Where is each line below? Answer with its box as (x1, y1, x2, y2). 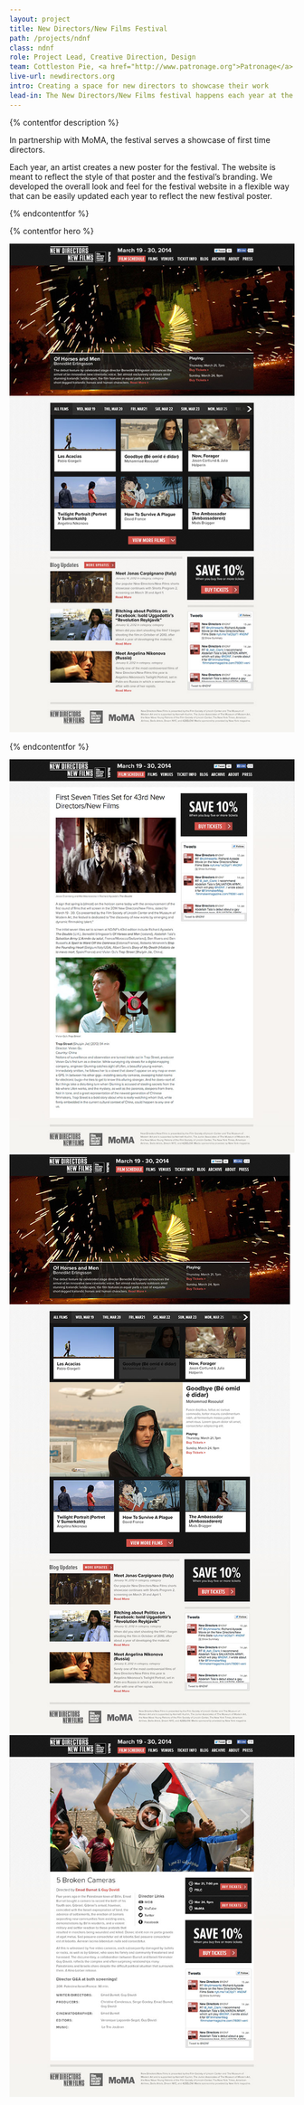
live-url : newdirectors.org (9, 72, 116, 81)
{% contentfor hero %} (9, 225, 95, 236)
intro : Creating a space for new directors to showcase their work (9, 81, 270, 90)
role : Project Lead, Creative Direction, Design (9, 52, 196, 62)
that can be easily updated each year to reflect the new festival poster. (9, 190, 273, 201)
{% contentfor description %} (9, 117, 119, 128)
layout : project (9, 14, 71, 24)
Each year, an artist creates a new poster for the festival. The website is (9, 161, 276, 172)
